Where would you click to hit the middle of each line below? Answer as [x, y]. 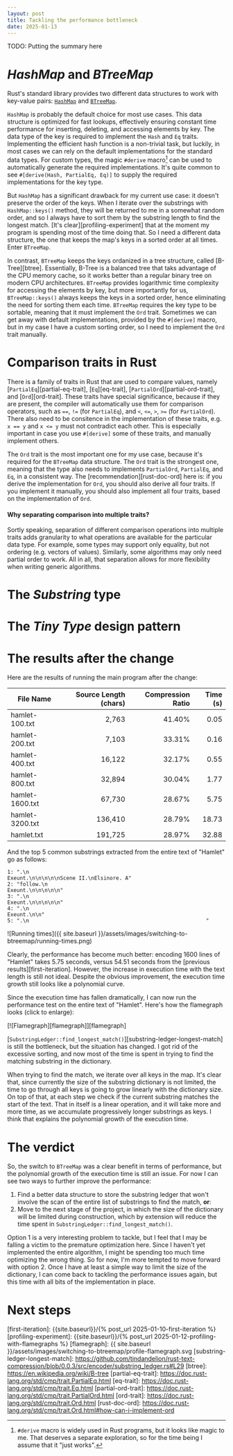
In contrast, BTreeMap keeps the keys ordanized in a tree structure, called [111, 260]
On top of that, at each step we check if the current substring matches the [113, 1097]
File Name [34, 699]
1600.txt [25, 804]
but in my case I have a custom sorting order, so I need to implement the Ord [116, 326]
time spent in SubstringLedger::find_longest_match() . [95, 1224]
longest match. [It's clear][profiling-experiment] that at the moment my [109, 225]
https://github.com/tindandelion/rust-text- [135, 1359]
